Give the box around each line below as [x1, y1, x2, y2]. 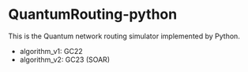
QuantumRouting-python [8, 5, 178, 23]
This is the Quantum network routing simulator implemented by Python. [8, 31, 241, 41]
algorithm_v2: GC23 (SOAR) [19, 55, 111, 64]
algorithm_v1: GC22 [19, 46, 83, 56]
